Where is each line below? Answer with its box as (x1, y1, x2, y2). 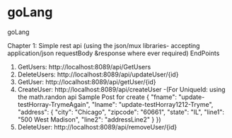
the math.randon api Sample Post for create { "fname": (17, 93, 178, 101)
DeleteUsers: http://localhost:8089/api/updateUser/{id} (17, 70, 179, 79)
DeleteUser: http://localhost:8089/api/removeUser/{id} (17, 122, 178, 131)
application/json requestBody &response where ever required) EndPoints (7, 49, 220, 57)
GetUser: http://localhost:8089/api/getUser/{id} (17, 77, 156, 86)
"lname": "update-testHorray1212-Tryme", (91, 100, 214, 108)
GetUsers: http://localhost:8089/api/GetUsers (17, 62, 151, 71)
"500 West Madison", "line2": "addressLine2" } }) (17, 115, 161, 124)
